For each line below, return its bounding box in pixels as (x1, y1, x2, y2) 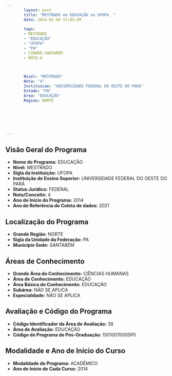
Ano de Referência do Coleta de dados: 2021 (12, 203, 109, 209)
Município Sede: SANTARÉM (12, 242, 74, 248)
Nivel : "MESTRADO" (24, 74, 63, 80)
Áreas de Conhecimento (5, 257, 85, 266)
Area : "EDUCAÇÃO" (24, 93, 61, 98)
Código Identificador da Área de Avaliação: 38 (12, 321, 114, 327)
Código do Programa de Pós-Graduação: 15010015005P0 (12, 331, 136, 338)
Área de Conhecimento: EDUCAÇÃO (12, 276, 91, 282)
